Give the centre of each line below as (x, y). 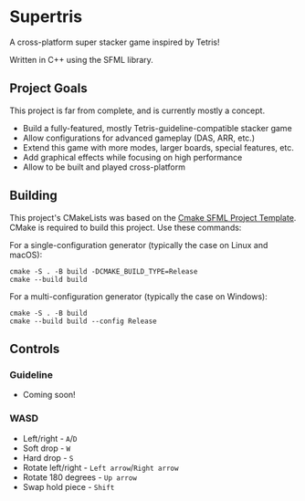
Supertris (46, 17)
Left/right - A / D (50, 438)
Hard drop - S (48, 457)
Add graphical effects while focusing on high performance (132, 157)
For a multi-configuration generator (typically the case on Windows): (138, 296)
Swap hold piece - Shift (68, 486)
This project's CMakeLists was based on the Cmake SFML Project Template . (153, 217)
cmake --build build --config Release (83, 321)
